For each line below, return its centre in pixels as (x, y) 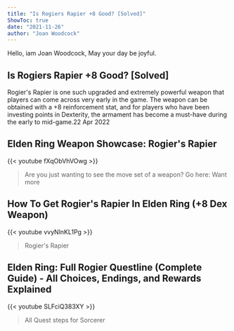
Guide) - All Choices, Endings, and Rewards (104, 279)
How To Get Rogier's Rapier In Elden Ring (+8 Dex (117, 204)
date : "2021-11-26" (36, 27)
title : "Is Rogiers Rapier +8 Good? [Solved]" (77, 14)
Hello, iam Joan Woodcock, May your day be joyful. (82, 53)
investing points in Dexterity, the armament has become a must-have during (117, 115)
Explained (30, 289)
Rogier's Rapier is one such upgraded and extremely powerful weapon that (116, 93)
